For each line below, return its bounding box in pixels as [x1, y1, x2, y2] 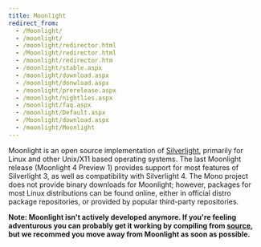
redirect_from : [8, 19, 59, 27]
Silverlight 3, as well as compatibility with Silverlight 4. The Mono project [8, 171, 249, 180]
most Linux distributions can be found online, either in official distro [8, 188, 231, 197]
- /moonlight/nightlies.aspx [15, 94, 113, 102]
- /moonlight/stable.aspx [15, 64, 103, 72]
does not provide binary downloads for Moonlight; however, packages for [8, 180, 251, 189]
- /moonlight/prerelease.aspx [15, 86, 116, 95]
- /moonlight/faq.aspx [15, 101, 92, 109]
